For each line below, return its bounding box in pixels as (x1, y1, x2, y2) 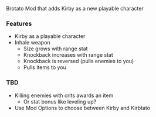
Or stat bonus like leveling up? (23, 98, 97, 105)
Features (6, 19, 32, 27)
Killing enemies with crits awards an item (14, 92, 114, 99)
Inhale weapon (14, 39, 51, 46)
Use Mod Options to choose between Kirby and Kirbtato (14, 104, 151, 111)
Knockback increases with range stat (23, 51, 113, 58)
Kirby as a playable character (14, 33, 86, 40)
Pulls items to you (23, 64, 66, 71)
